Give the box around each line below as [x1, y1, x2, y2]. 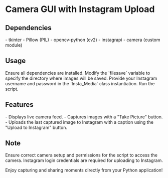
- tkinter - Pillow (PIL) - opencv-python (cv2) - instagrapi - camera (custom [5, 37, 160, 43]
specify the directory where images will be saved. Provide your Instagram [5, 75, 157, 81]
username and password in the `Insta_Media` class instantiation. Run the [5, 80, 155, 86]
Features [5, 100, 34, 109]
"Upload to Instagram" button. [5, 124, 68, 130]
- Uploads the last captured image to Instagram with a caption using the [5, 119, 154, 125]
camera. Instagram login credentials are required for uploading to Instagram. [5, 157, 163, 163]
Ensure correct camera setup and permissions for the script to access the [5, 152, 158, 158]
